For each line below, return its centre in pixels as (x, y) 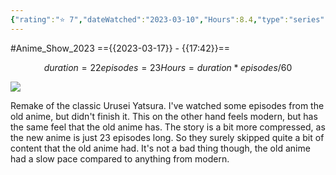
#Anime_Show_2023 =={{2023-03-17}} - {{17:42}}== (120, 48)
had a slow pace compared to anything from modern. (120, 158)
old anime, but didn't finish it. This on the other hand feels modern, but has (164, 116)
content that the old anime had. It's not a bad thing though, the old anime (160, 148)
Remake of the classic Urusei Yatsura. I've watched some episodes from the (167, 105)
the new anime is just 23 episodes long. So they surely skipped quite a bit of (167, 137)
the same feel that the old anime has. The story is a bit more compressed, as (168, 127)
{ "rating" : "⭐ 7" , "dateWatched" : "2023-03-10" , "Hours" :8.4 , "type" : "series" (167, 19)
